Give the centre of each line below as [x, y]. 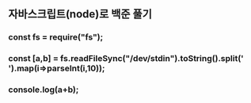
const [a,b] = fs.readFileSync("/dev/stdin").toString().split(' [126, 59]
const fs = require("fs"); [56, 37]
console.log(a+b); [44, 90]
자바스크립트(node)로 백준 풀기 [80, 14]
